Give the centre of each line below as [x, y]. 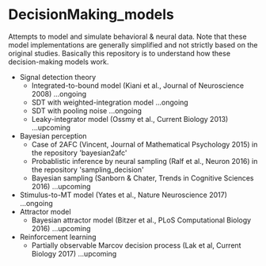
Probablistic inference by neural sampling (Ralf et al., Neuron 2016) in [144, 161]
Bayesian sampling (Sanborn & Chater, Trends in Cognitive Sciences [142, 178]
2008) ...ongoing [59, 93]
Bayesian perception [53, 135]
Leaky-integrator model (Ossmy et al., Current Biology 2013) [130, 119]
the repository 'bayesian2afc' [80, 153]
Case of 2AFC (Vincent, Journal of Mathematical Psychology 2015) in [144, 144]
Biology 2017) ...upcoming [74, 253]
